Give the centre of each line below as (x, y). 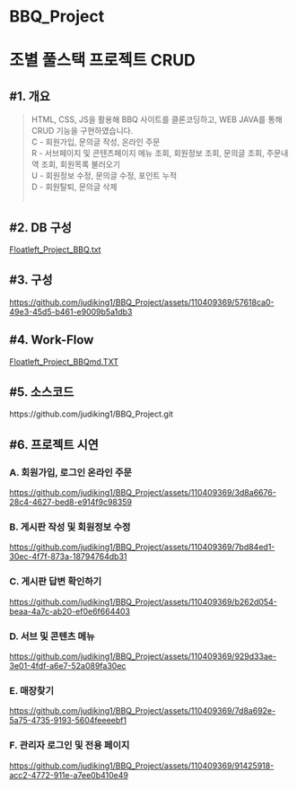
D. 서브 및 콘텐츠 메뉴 (52, 636)
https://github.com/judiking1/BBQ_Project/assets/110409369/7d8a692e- (143, 711)
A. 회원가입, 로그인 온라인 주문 (71, 472)
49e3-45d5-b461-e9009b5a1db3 (71, 311)
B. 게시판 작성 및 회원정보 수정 (70, 527)
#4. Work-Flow (52, 340)
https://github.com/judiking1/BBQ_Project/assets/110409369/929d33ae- (143, 656)
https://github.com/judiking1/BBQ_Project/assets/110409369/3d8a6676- (143, 493)
